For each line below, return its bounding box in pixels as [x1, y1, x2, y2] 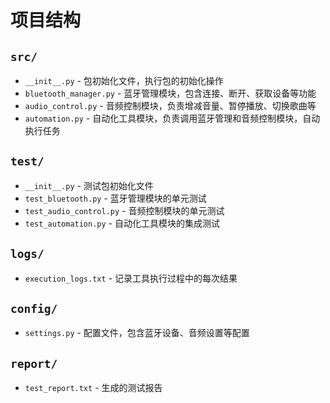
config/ [10, 302, 58, 316]
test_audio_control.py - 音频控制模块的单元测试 [24, 204, 225, 216]
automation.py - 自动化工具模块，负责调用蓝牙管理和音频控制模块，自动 [24, 112, 321, 124]
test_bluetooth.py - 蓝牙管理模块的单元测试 [24, 192, 207, 204]
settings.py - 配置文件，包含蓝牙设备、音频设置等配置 [24, 327, 250, 339]
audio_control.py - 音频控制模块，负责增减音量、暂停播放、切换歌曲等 [24, 100, 317, 111]
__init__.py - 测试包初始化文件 [24, 179, 154, 191]
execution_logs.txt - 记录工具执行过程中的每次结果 [24, 272, 238, 284]
